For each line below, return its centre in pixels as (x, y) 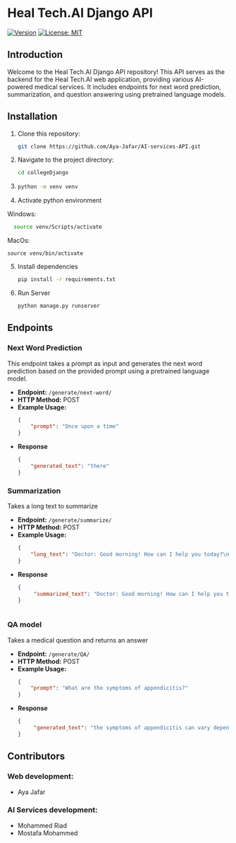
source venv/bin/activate (45, 253)
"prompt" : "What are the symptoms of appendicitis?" (110, 688)
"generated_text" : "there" (70, 466)
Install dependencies (48, 267)
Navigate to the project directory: (66, 160)
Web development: (41, 777)
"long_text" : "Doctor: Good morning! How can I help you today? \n (130, 554)
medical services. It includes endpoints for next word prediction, (128, 87)
